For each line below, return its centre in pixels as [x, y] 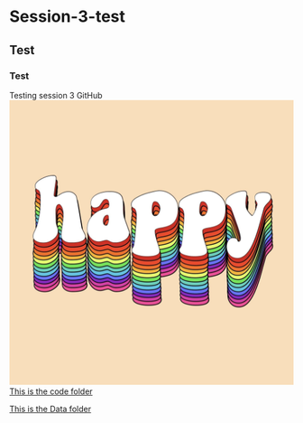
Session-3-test [68, 17]
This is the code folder [51, 391]
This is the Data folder [50, 409]
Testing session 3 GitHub [56, 95]
